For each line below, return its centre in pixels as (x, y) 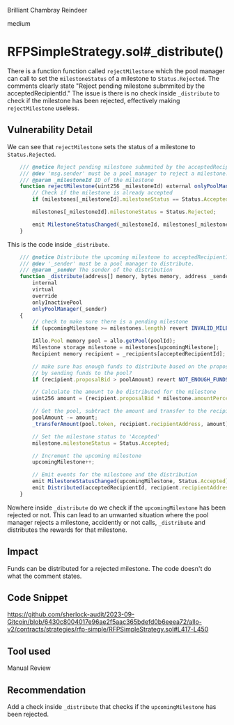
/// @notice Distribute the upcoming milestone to (95, 257)
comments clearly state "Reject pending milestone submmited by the (106, 86)
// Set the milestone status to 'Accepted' (96, 436)
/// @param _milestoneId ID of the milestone (87, 180)
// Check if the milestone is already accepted (102, 193)
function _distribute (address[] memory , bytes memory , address (114, 277)
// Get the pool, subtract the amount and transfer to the (120, 411)
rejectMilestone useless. (44, 108)
